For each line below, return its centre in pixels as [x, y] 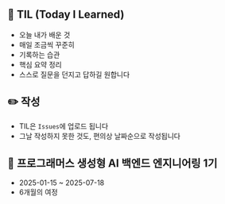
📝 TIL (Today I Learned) [66, 15]
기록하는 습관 [39, 54]
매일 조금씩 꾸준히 [47, 44]
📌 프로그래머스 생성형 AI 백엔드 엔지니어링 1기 [112, 164]
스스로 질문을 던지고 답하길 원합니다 [74, 74]
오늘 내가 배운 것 [45, 35]
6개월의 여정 [38, 192]
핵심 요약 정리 [40, 64]
